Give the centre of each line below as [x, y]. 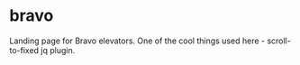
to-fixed [24, 50]
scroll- [279, 41]
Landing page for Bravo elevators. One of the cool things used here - [137, 41]
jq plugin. [58, 50]
